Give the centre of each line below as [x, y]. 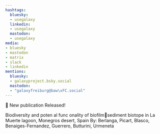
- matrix [15, 57]
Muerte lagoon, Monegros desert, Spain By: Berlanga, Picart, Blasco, [77, 120]
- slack [14, 62]
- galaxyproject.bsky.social [41, 81]
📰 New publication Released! [35, 105]
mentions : [16, 72]
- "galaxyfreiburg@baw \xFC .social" [48, 90]
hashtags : [16, 10]
